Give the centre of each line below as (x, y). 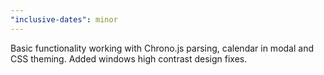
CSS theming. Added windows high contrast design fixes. (129, 58)
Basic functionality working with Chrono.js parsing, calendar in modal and (162, 48)
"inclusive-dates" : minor (64, 19)
